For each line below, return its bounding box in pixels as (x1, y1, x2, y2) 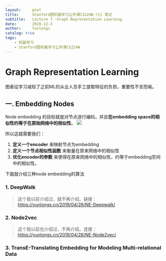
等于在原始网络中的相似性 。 (18, 120, 76, 126)
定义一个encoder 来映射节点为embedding (12, 142, 99, 148)
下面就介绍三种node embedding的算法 (5, 171, 84, 177)
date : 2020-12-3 (5, 21, 53, 27)
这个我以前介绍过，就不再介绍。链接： (17, 196, 97, 202)
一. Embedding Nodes (5, 99, 74, 108)
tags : (5, 36, 17, 41)
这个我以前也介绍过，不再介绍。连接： (17, 226, 97, 232)
